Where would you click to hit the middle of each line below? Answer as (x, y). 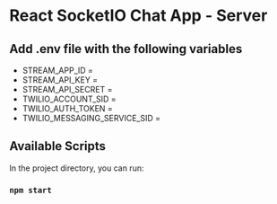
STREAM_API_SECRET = (67, 89)
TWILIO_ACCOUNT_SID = (69, 99)
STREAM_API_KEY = (60, 80)
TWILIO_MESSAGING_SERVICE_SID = (91, 118)
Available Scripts (57, 146)
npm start (30, 190)
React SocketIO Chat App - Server (138, 16)
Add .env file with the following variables (126, 49)
